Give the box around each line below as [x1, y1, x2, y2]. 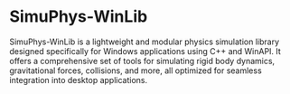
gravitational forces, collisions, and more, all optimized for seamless [9, 65, 262, 76]
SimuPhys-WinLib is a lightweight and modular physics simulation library [9, 36, 280, 47]
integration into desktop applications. [9, 74, 147, 85]
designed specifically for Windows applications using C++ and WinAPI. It [9, 45, 282, 56]
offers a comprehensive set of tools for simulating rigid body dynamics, [9, 55, 276, 66]
